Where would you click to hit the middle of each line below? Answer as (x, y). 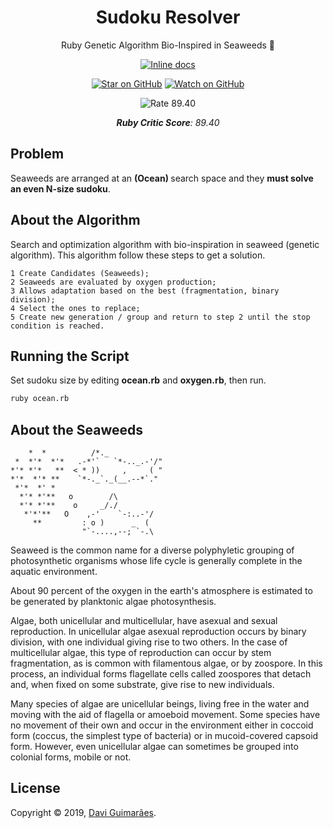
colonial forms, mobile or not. (71, 757)
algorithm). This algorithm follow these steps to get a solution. (138, 255)
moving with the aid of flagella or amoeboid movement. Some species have (165, 715)
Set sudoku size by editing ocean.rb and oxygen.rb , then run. (138, 380)
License (35, 788)
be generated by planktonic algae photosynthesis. (113, 602)
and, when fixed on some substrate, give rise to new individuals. (142, 685)
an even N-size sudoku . (60, 188)
